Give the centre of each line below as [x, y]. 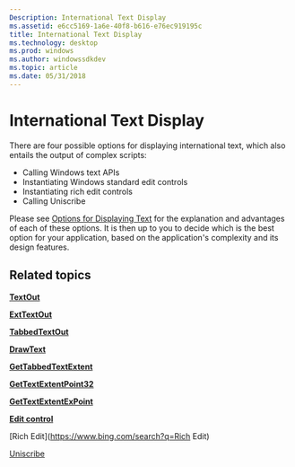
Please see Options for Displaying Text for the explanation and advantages [147, 218]
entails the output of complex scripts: [78, 154]
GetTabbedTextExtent [51, 366]
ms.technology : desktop [54, 43]
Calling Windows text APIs [71, 172]
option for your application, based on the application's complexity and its [144, 237]
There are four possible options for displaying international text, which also [147, 145]
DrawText [28, 349]
